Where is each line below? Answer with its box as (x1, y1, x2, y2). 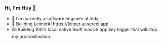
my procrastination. (11, 34, 51, 40)
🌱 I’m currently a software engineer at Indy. (11, 16, 100, 22)
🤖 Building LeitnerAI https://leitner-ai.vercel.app (11, 21, 109, 27)
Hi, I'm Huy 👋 (4, 4, 37, 11)
